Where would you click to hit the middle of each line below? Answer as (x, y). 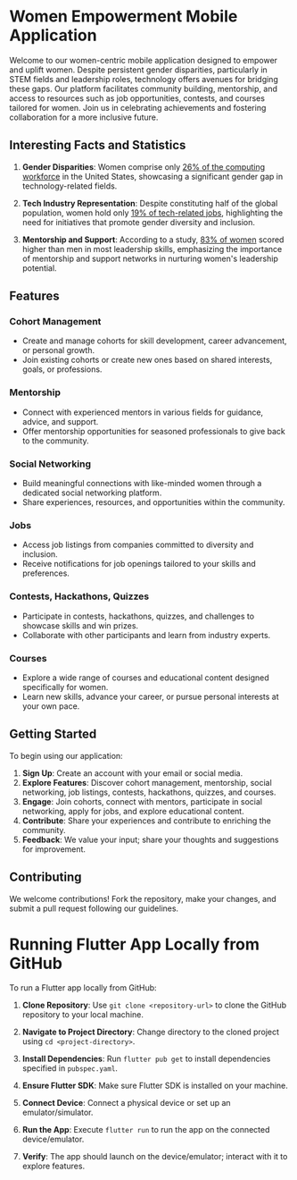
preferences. (45, 573)
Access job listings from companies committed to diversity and (138, 545)
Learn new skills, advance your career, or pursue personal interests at (150, 696)
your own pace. (51, 706)
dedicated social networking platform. (92, 493)
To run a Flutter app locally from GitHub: (83, 988)
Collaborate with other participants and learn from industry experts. (146, 635)
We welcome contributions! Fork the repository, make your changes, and (143, 898)
